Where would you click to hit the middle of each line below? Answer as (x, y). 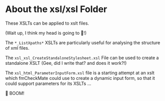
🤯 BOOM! (15, 93)
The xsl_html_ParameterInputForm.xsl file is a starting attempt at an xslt (80, 73)
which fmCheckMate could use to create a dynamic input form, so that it (80, 78)
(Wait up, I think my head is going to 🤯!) (46, 33)
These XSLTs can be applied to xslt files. (47, 23)
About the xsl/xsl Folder (56, 9)
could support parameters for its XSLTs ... (48, 83)
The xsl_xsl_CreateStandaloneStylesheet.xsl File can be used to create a (82, 58)
